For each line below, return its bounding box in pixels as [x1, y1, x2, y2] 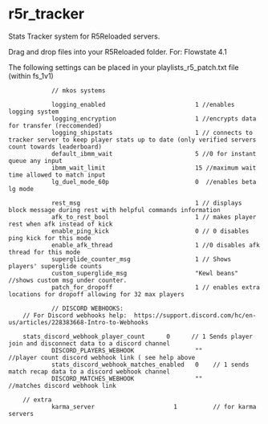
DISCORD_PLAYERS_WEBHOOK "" [51, 346, 203, 354]
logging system [8, 108, 59, 116]
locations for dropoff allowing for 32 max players [8, 290, 185, 298]
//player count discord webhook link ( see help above [8, 353, 196, 361]
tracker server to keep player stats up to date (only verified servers [8, 136, 257, 144]
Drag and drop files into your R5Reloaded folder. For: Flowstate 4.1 [8, 47, 227, 56]
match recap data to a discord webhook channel [8, 367, 171, 376]
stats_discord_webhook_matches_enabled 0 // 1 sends [51, 361, 250, 369]
